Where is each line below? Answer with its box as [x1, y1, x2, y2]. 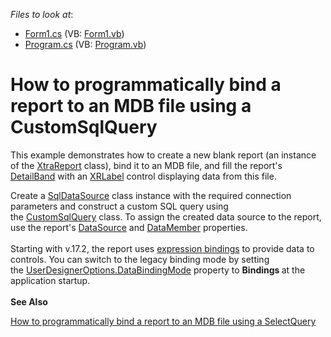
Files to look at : [10, 9, 74, 20]
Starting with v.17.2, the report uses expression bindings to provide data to [10, 242, 315, 254]
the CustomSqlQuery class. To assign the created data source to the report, [10, 210, 322, 223]
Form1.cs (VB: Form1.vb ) [24, 28, 125, 39]
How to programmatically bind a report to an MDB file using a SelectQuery [10, 315, 317, 327]
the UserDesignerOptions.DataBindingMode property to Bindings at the [10, 264, 306, 276]
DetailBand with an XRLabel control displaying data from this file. [10, 170, 277, 182]
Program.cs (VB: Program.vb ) [24, 39, 147, 50]
